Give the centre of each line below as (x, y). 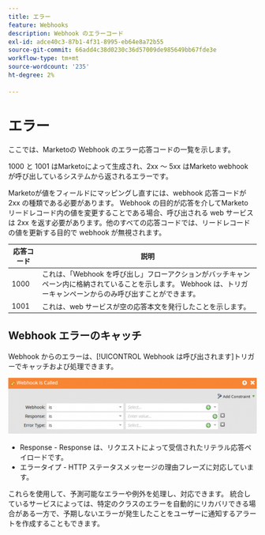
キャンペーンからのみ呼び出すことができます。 (124, 294)
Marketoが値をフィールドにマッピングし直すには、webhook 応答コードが (127, 193)
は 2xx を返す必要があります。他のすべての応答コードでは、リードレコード (129, 222)
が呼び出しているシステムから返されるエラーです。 (90, 176)
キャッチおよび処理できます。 (70, 366)
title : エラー (30, 17)
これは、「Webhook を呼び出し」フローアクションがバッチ (136, 274)
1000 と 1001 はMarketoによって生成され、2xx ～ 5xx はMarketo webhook (128, 166)
